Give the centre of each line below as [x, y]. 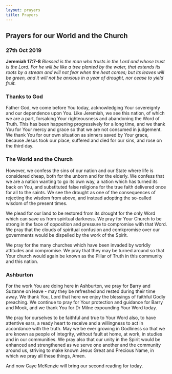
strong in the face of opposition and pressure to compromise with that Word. [87, 224]
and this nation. [22, 261]
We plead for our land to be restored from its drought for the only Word [81, 213]
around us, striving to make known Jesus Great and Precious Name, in [80, 350]
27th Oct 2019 [24, 50]
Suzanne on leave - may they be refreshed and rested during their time [81, 291]
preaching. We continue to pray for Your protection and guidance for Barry [84, 302]
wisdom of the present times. [37, 203]
